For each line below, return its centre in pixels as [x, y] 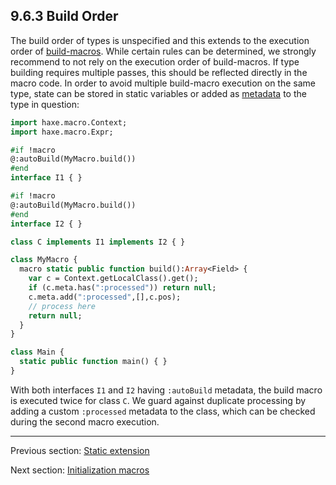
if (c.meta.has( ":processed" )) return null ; [122, 288]
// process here [62, 306]
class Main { [37, 352]
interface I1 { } [46, 178]
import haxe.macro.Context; [69, 122]
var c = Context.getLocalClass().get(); [113, 279]
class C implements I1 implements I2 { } [98, 242]
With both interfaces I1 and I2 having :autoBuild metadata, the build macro [166, 390]
